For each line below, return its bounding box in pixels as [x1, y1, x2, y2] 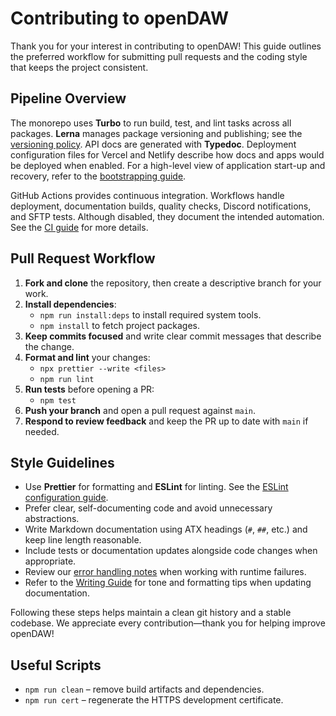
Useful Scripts [10, 657, 102, 674]
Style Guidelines [10, 454, 115, 471]
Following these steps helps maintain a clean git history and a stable [10, 607, 292, 619]
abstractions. [24, 513, 80, 525]
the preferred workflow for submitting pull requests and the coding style [10, 50, 308, 62]
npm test [39, 395, 77, 406]
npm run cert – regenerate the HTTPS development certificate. [24, 694, 284, 706]
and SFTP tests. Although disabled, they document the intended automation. [10, 210, 325, 222]
